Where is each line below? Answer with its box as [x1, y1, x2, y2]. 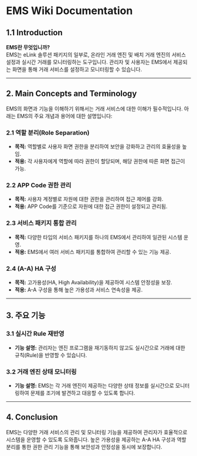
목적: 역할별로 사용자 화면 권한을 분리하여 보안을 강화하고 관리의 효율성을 [14, 143, 181, 150]
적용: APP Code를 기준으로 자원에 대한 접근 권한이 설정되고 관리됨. [14, 203, 168, 210]
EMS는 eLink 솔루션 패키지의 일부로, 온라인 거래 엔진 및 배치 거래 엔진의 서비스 [6, 51, 186, 58]
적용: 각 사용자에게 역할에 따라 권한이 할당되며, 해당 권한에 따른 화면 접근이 [14, 157, 185, 165]
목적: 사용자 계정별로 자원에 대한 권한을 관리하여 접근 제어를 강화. [14, 196, 164, 203]
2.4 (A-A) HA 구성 [6, 264, 57, 273]
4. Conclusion [6, 413, 58, 423]
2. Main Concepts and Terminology [6, 89, 137, 99]
